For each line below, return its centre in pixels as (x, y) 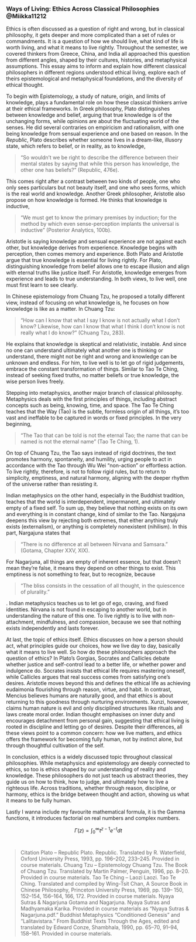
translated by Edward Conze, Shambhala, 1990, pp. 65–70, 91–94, (99, 927)
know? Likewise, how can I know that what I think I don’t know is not (103, 327)
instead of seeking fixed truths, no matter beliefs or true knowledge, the (93, 375)
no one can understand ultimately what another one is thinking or (85, 350)
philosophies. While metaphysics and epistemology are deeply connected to (98, 763)
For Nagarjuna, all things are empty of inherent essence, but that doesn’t (94, 562)
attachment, (20, 622)
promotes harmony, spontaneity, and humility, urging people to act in (89, 459)
